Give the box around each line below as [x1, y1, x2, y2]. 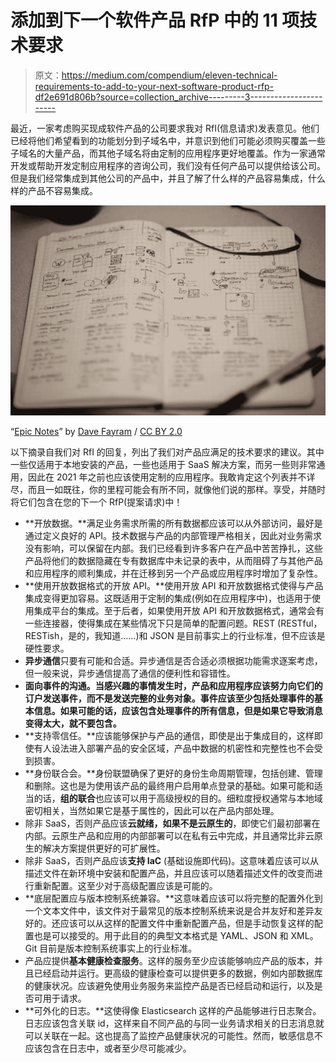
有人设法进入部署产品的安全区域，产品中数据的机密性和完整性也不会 [33, 742, 315, 754]
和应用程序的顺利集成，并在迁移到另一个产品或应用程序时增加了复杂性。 [24, 567, 323, 579]
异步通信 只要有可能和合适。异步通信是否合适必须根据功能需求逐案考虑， [24, 654, 323, 666]
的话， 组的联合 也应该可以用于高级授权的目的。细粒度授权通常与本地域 [33, 792, 323, 804]
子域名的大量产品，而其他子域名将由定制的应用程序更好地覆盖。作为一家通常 [10, 147, 326, 159]
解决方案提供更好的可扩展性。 [42, 842, 166, 854]
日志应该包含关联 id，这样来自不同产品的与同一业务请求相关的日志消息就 [24, 1017, 325, 1029]
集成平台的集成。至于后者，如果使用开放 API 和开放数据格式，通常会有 [33, 604, 325, 616]
